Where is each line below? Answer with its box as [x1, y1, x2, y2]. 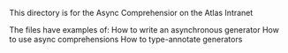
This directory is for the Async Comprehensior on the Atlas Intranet [9, 8, 254, 18]
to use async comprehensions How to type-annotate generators [9, 34, 243, 44]
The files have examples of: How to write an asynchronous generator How [9, 25, 280, 34]
